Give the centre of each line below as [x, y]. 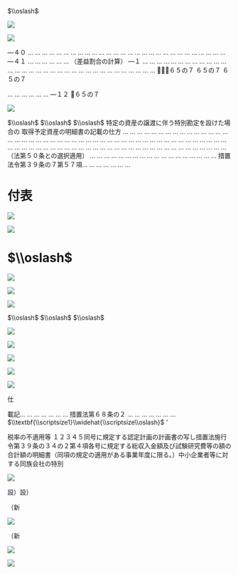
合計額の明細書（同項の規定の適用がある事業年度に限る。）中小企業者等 [112, 454]
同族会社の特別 [42, 464]
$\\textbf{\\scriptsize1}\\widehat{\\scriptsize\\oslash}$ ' [88, 422]
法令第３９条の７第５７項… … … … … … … [69, 165]
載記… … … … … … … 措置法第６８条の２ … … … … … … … [92, 414]
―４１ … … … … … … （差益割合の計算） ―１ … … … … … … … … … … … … [117, 61]
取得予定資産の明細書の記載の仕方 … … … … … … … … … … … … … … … [125, 131]
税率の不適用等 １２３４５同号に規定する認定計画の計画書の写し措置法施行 [117, 437]
